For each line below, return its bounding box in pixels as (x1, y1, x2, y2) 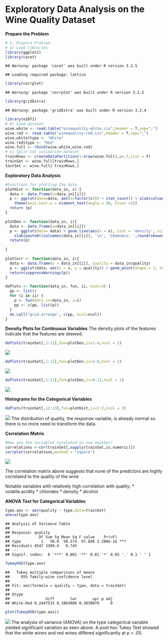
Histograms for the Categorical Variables (5, 396, 92, 402)
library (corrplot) (5, 81, 43, 86)
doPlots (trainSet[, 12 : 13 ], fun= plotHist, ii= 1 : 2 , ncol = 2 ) (5, 406, 126, 411)
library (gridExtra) (5, 99, 46, 104)
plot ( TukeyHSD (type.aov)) (5, 609, 59, 615)
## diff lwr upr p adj (5, 596, 113, 601)
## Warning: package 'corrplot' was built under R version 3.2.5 (5, 90, 144, 95)
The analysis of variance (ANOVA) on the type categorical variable (11, 619, 148, 625)
